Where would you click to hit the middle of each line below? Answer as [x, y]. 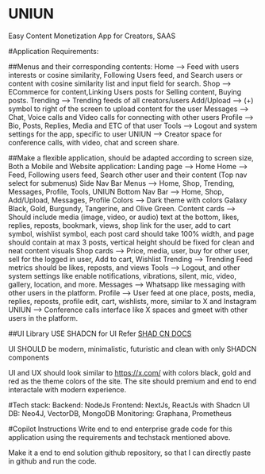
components [29, 357]
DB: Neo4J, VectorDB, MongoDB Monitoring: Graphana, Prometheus [120, 413]
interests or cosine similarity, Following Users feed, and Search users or [126, 75]
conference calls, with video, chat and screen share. [94, 142]
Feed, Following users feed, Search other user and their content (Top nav [128, 175]
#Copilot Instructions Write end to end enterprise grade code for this [120, 429]
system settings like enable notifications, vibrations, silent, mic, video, [122, 276]
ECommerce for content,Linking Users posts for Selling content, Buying [125, 91]
